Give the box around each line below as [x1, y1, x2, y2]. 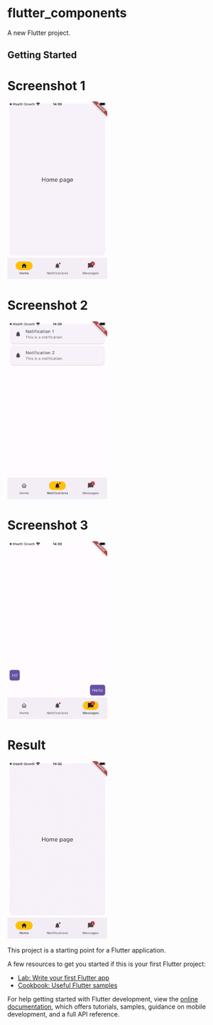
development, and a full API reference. [7, 1010, 120, 1019]
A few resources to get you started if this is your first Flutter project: [7, 960, 206, 968]
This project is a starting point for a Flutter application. [7, 946, 166, 955]
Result [7, 737, 46, 753]
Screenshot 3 [7, 517, 89, 534]
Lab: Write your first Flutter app [17, 974, 110, 982]
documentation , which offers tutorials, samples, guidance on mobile [7, 1002, 206, 1011]
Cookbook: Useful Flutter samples [17, 981, 118, 989]
